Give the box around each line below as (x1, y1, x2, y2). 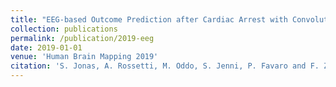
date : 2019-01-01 (10, 42, 83, 53)
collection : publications (10, 24, 118, 34)
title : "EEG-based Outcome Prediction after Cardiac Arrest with (10, 14, 288, 25)
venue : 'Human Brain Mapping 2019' (10, 52, 159, 62)
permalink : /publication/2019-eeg (10, 33, 155, 43)
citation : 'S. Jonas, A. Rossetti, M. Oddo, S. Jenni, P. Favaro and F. (10, 61, 320, 71)
